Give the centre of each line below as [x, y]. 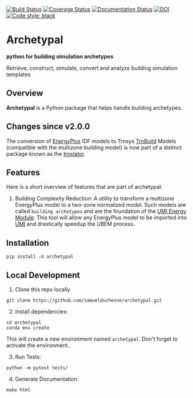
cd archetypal [24, 322]
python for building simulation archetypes [60, 56]
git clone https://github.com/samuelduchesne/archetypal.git [84, 300]
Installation [28, 243]
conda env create [28, 328]
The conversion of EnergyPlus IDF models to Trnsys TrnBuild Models [91, 141]
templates [19, 74]
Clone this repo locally [43, 290]
